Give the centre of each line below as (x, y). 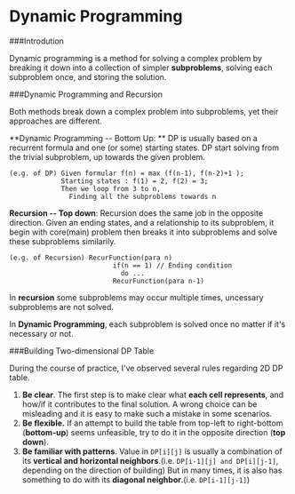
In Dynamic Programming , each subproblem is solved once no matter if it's (147, 324)
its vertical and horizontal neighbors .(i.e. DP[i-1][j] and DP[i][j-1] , (150, 460)
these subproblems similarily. (63, 241)
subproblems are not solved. (61, 307)
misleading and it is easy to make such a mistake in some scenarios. (147, 413)
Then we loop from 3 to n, (111, 188)
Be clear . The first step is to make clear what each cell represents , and (153, 394)
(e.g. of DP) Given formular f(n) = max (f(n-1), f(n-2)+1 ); (127, 173)
